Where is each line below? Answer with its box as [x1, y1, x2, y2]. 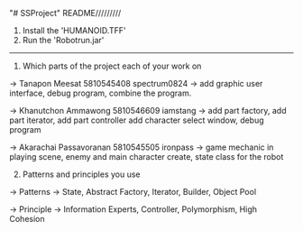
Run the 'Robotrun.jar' [22, 35, 105, 45]
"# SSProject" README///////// [9, 8, 122, 18]
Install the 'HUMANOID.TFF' [22, 25, 126, 35]
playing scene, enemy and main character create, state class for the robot [9, 152, 284, 162]
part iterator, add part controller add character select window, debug [9, 115, 264, 125]
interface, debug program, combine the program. [9, 88, 192, 98]
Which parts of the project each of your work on [22, 60, 202, 71]
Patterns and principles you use [22, 169, 142, 180]
